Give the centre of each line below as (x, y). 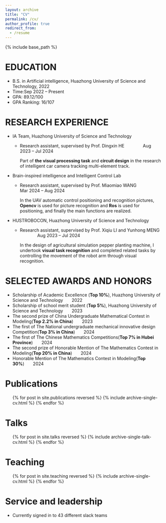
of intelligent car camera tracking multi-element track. (75, 166)
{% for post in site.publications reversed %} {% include (69, 397)
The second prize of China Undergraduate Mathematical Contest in (81, 316)
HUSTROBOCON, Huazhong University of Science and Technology (81, 220)
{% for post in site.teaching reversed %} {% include (65, 476)
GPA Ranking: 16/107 (33, 102)
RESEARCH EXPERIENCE (57, 122)
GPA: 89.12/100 (28, 97)
